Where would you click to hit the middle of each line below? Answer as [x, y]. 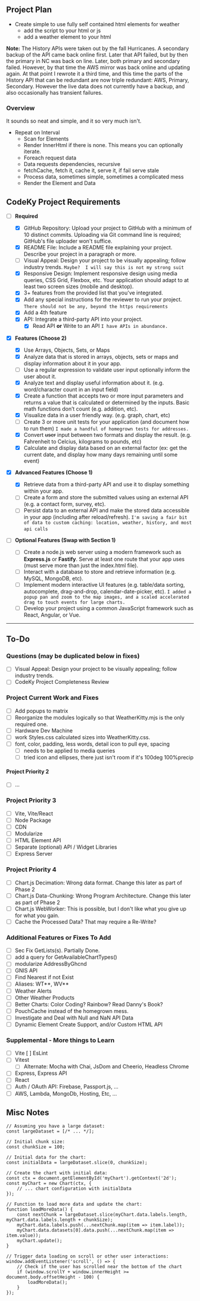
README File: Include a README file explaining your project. [98, 248]
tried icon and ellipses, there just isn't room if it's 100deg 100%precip [109, 758]
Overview [21, 108]
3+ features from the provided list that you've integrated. [93, 293]
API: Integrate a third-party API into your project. [83, 319]
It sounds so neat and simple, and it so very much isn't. [74, 121]
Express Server [33, 854]
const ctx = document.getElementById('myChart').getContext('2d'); [92, 1178]
